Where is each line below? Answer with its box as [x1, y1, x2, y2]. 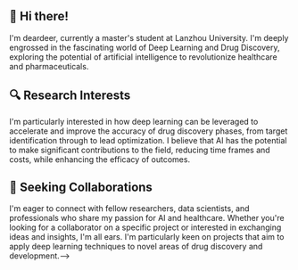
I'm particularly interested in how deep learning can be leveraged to [9, 116, 259, 127]
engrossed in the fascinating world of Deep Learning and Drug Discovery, [9, 42, 280, 53]
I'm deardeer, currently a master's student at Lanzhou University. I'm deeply [9, 32, 289, 43]
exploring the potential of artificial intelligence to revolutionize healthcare [9, 51, 278, 62]
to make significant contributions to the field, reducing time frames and [9, 144, 270, 155]
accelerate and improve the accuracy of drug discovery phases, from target [9, 126, 288, 136]
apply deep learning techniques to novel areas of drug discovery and [9, 241, 263, 252]
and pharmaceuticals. [9, 61, 89, 71]
